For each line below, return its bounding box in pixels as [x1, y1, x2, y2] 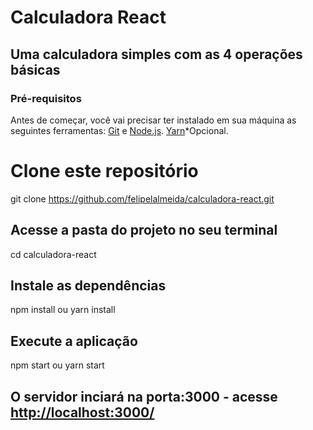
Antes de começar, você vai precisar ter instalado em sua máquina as [10, 114, 297, 126]
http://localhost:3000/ [10, 404, 155, 421]
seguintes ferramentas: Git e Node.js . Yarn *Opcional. [10, 124, 229, 136]
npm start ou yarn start [10, 359, 105, 371]
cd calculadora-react [10, 248, 97, 260]
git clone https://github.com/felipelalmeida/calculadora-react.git [10, 192, 275, 205]
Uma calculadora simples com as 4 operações [10, 46, 303, 63]
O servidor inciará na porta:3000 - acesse [10, 388, 278, 405]
